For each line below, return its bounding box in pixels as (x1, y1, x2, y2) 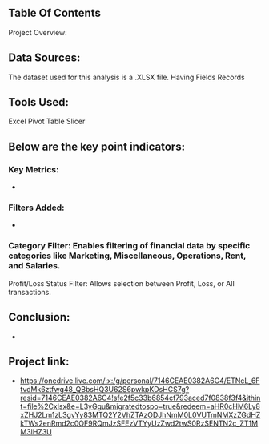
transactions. (8, 287, 52, 297)
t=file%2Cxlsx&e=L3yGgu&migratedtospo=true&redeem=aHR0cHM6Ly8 (19, 402, 261, 411)
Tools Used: (8, 95, 70, 109)
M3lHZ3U (19, 427, 52, 437)
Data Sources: (8, 51, 81, 65)
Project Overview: (8, 27, 68, 37)
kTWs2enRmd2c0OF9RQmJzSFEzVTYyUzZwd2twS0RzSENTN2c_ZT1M (19, 418, 259, 428)
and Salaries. (8, 260, 61, 272)
